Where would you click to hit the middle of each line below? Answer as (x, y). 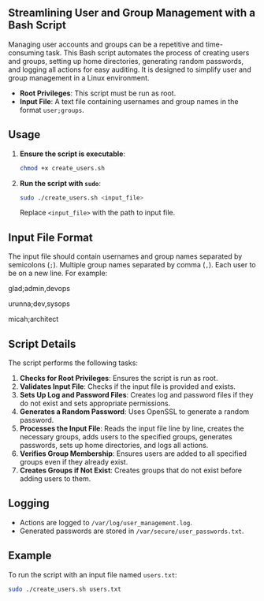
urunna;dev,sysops (39, 304)
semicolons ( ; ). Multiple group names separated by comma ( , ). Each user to (132, 265)
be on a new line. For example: (58, 273)
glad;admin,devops (39, 289)
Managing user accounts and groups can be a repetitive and (106, 44)
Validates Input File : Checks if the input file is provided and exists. (128, 386)
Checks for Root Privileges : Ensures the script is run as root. (119, 378)
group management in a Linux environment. (79, 77)
